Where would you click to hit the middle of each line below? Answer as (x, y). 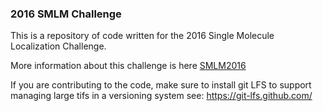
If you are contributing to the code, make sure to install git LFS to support (161, 85)
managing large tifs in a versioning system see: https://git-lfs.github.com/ (161, 96)
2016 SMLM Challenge (66, 14)
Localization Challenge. (58, 46)
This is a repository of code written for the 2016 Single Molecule (142, 36)
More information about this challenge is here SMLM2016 (128, 66)
